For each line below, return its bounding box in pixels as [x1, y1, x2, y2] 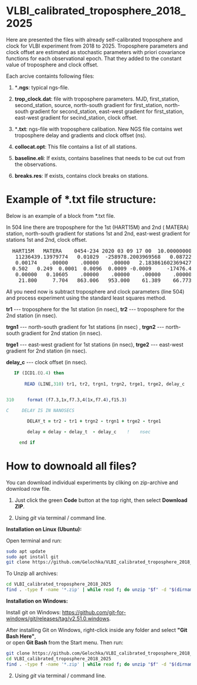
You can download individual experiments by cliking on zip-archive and [6, 478, 178, 486]
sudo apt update [6, 548, 46, 554]
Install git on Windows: [6, 609, 61, 616]
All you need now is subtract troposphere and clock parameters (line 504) [6, 288, 185, 295]
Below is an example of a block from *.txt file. [6, 212, 116, 219]
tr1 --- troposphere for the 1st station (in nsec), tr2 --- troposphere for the [6, 305, 185, 312]
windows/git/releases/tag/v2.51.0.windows [6, 615, 110, 622]
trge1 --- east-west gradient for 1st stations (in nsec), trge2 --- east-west [6, 341, 184, 348]
